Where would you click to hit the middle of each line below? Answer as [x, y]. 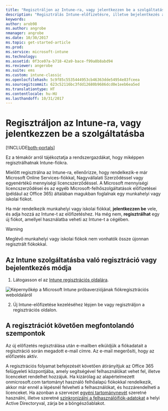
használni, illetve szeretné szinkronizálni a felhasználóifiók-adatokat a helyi [83, 398]
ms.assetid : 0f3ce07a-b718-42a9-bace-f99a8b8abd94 [59, 61]
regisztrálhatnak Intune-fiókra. [37, 163]
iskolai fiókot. [19, 199]
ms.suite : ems [20, 71]
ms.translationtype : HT [30, 89]
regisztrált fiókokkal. [27, 244]
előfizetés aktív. [22, 356]
